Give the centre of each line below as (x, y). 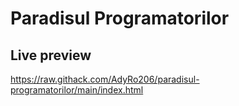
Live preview (51, 55)
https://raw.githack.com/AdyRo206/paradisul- (105, 79)
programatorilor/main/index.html (77, 90)
